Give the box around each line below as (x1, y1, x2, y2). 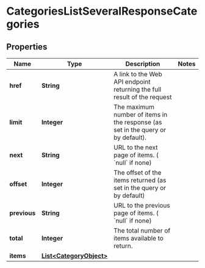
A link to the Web (113, 70, 163, 78)
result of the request (113, 93, 172, 101)
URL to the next (113, 143, 158, 151)
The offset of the (113, 168, 162, 176)
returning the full (113, 85, 162, 93)
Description (125, 60, 160, 68)
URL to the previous (113, 201, 171, 209)
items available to (113, 234, 164, 242)
